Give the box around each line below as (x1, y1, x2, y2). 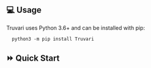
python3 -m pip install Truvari (12, 36, 95, 42)
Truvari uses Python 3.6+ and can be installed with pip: (6, 24, 145, 32)
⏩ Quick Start (6, 53, 60, 64)
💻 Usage (6, 5, 42, 15)
